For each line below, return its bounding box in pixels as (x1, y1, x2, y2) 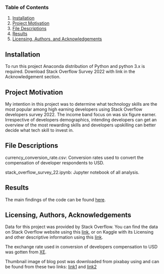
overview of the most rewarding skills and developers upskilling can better (5, 122, 156, 128)
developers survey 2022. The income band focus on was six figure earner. (5, 111, 157, 117)
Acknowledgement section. (5, 74, 61, 80)
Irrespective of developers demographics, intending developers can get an (5, 117, 157, 122)
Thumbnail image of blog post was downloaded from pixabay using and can (5, 259, 160, 265)
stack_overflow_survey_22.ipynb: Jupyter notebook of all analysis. (5, 169, 139, 175)
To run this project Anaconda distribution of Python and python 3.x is (5, 63, 145, 69)
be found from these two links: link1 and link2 (5, 264, 97, 270)
